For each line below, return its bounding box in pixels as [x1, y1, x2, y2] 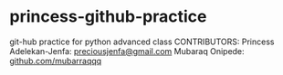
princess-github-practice [9, 6, 207, 27]
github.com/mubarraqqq [9, 55, 102, 66]
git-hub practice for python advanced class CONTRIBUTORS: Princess [9, 36, 275, 47]
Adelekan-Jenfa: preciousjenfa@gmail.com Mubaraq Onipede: [9, 45, 245, 56]
